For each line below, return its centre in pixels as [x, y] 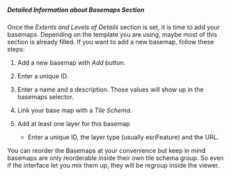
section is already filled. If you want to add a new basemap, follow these [111, 42]
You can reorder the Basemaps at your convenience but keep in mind [106, 150]
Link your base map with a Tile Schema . [74, 110]
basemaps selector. [46, 96]
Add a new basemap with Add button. [71, 62]
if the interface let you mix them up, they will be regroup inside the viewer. [113, 165]
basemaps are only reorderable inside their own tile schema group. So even [115, 158]
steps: [16, 49]
